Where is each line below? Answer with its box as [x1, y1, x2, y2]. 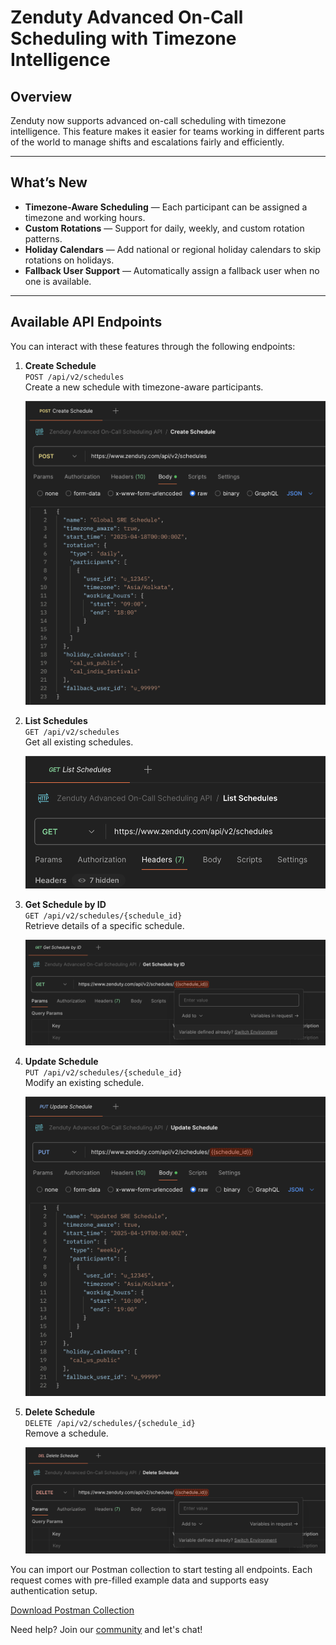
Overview [10, 88, 73, 105]
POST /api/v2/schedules [24, 372, 125, 382]
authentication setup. [10, 1584, 98, 1596]
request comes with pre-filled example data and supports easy [10, 1574, 270, 1586]
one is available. [24, 275, 92, 287]
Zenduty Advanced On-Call [10, 6, 244, 29]
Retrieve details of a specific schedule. [24, 920, 185, 932]
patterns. [24, 232, 63, 245]
